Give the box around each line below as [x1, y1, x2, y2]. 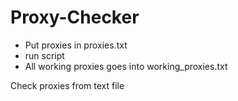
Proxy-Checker [10, 6, 140, 29]
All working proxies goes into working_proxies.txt [24, 60, 228, 72]
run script [24, 49, 65, 61]
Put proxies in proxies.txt [24, 39, 128, 51]
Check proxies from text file [10, 79, 125, 91]
